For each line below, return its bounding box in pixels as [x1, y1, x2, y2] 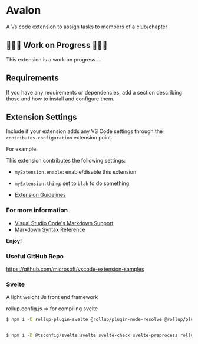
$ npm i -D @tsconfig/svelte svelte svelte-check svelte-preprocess [6, 332, 178, 339]
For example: [6, 145, 38, 152]
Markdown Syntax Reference [14, 226, 85, 233]
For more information [6, 206, 68, 215]
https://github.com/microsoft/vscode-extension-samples [6, 265, 144, 272]
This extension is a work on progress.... [6, 56, 102, 63]
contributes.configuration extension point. [6, 134, 113, 141]
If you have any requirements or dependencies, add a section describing [6, 89, 183, 96]
